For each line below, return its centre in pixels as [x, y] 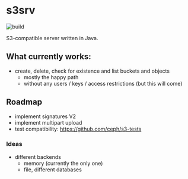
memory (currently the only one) [63, 163]
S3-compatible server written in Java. [52, 38]
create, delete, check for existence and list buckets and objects [92, 71]
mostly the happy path [51, 77]
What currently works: [49, 57]
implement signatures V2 [45, 116]
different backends [38, 157]
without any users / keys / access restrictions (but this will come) [103, 83]
